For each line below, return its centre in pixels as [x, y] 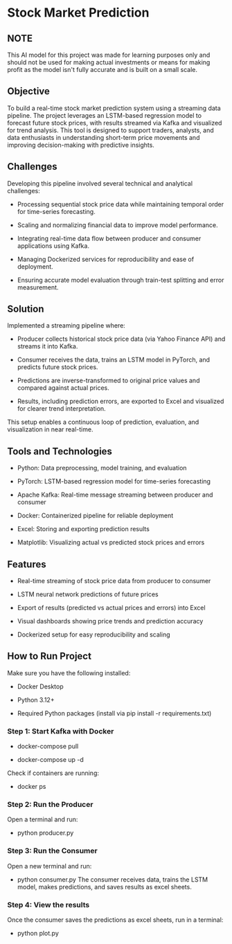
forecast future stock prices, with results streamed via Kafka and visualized [115, 123]
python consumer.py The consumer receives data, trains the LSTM [113, 879]
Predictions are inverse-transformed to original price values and [108, 381]
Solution [26, 309]
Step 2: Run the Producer [50, 805]
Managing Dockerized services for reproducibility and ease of [106, 259]
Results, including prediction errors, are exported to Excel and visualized [121, 401]
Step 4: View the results [48, 905]
